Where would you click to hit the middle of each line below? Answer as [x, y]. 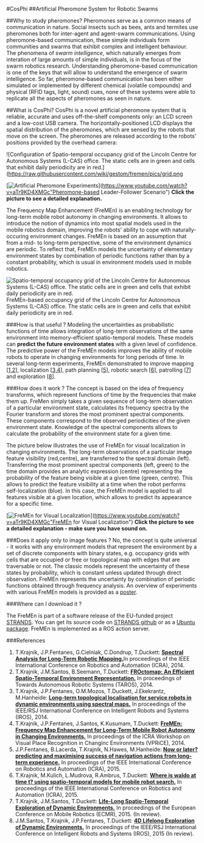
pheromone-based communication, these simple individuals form [88, 40]
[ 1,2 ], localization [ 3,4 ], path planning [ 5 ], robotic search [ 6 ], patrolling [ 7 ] [99, 370]
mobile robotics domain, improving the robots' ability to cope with [89, 230]
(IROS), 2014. [32, 717]
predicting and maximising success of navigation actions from [96, 756]
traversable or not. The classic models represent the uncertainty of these [98, 566]
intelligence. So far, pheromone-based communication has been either [95, 79]
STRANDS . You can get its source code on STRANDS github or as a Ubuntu [101, 622]
